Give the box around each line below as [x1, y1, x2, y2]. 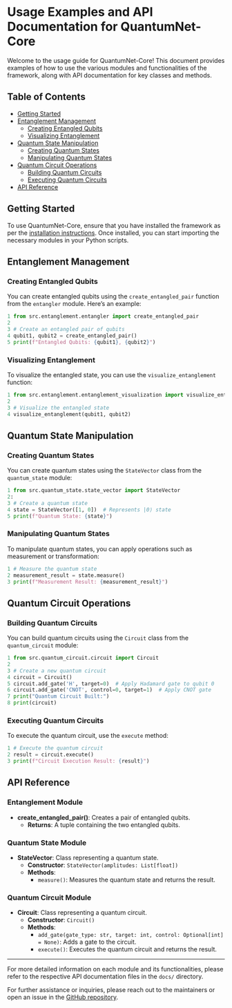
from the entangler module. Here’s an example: [7, 300, 142, 308]
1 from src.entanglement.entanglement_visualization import [7, 391, 184, 398]
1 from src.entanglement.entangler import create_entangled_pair [7, 313, 199, 320]
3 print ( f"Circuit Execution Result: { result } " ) [7, 758, 150, 765]
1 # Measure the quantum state [7, 565, 97, 572]
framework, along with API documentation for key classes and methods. [7, 70, 212, 79]
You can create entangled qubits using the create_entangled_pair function [7, 292, 220, 301]
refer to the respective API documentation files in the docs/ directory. [7, 972, 204, 981]
